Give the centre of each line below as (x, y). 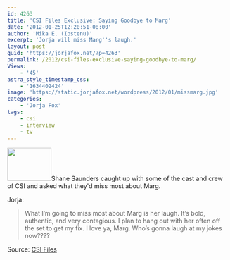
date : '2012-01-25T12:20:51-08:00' (59, 27)
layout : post (26, 47)
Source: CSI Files (32, 249)
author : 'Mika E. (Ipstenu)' (50, 33)
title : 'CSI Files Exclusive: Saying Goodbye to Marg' (89, 20)
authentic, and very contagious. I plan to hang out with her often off (122, 221)
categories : (25, 99)
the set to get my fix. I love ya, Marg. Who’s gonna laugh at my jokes (123, 228)
